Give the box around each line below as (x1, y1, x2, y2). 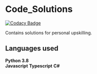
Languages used (5, 44, 59, 53)
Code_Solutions (5, 3, 73, 15)
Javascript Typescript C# (5, 62, 60, 68)
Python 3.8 (5, 57, 29, 63)
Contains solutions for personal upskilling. (5, 29, 92, 35)
